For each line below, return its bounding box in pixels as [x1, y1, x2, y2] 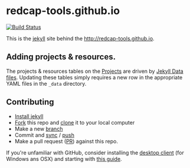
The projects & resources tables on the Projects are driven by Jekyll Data [6, 68, 184, 75]
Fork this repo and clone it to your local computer [14, 119, 135, 126]
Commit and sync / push [14, 131, 75, 139]
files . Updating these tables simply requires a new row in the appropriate [6, 73, 183, 80]
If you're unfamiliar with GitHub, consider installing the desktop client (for [6, 149, 184, 156]
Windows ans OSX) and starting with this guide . [6, 155, 122, 162]
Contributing [6, 97, 54, 107]
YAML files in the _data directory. [6, 80, 87, 87]
